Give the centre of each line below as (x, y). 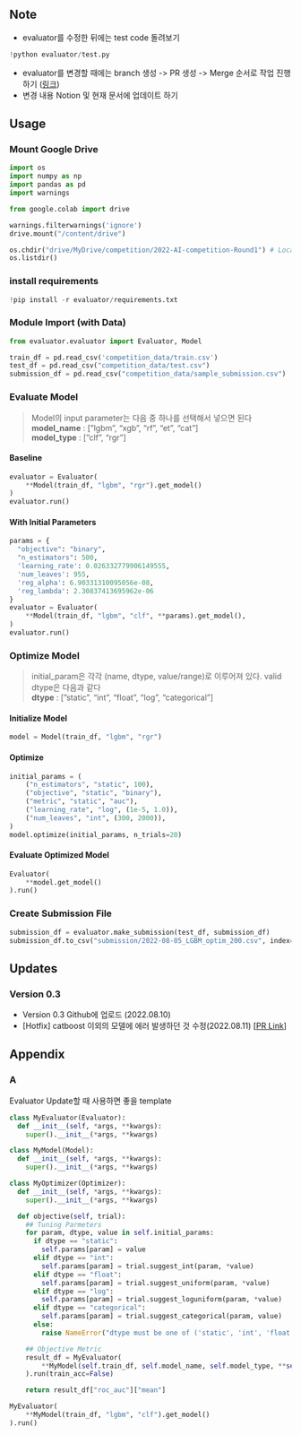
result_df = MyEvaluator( (74, 1357)
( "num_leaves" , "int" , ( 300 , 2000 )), (96, 818)
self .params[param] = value (94, 1249)
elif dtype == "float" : (77, 1275)
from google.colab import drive (69, 209)
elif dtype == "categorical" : (89, 1308)
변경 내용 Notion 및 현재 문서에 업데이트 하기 (100, 95)
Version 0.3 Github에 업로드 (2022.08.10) (97, 1015)
